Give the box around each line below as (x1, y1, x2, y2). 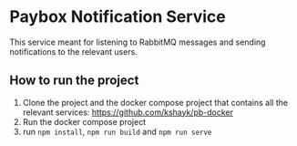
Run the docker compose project (22, 116, 147, 127)
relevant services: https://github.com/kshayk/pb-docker (22, 107, 234, 118)
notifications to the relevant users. (9, 46, 138, 57)
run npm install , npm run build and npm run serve (22, 126, 212, 137)
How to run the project (9, 73, 139, 89)
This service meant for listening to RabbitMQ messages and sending (9, 36, 266, 47)
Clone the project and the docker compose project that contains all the (22, 97, 289, 108)
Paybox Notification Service (9, 6, 226, 27)
